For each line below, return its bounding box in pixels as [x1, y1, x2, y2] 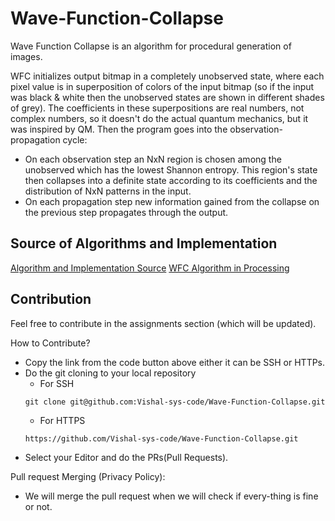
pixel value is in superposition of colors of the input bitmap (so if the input [10, 80, 315, 92]
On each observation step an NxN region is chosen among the [24, 153, 282, 165]
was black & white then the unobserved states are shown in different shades [10, 91, 325, 103]
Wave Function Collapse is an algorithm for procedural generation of [10, 40, 292, 52]
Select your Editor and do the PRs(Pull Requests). [24, 451, 229, 463]
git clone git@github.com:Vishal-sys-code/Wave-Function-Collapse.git [24, 397, 326, 407]
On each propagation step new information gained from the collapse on [24, 195, 320, 207]
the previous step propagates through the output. [24, 206, 229, 218]
